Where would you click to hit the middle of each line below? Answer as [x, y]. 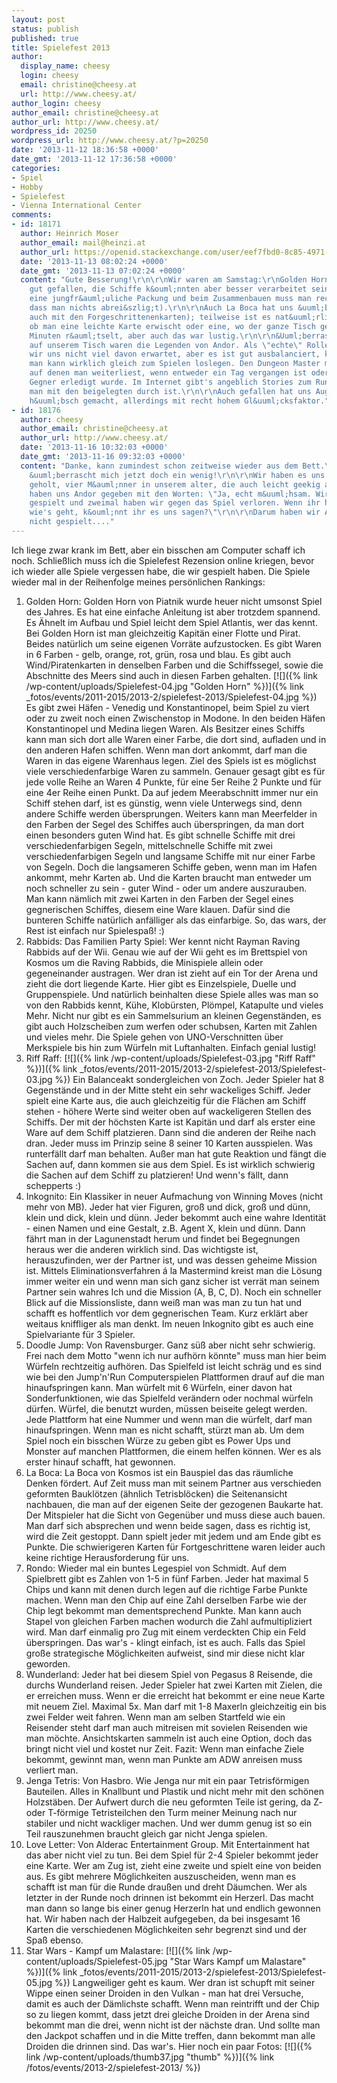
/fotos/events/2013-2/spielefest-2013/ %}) [113, 2067]
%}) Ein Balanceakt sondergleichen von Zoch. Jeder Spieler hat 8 [189, 1079]
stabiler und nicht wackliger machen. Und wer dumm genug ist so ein [169, 1823]
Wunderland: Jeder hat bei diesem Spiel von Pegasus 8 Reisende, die [169, 1674]
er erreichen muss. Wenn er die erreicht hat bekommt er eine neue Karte [175, 1695]
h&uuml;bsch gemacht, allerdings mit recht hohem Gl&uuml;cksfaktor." [179, 401]
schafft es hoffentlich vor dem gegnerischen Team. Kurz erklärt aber [167, 1313]
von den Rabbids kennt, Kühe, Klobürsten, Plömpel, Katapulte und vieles [174, 1005]
